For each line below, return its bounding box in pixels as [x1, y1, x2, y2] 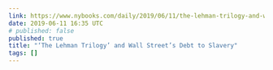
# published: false [8, 27, 75, 35]
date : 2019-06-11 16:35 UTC [8, 19, 104, 27]
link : [8, 11, 27, 20]
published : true [8, 34, 63, 43]
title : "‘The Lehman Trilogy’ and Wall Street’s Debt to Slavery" [8, 42, 238, 50]
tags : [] [8, 49, 38, 57]
